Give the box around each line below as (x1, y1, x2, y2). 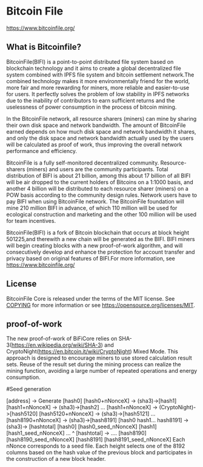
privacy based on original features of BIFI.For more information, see (6, 254, 176, 262)
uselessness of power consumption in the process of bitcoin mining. (6, 103, 177, 111)
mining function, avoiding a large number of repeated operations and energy (6, 367, 198, 375)
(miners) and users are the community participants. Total (26, 165, 168, 172)
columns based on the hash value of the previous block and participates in (6, 449, 193, 456)
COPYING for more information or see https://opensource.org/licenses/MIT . (6, 301, 196, 308)
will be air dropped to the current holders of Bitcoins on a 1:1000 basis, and (6, 178, 193, 186)
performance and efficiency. (6, 147, 78, 154)
